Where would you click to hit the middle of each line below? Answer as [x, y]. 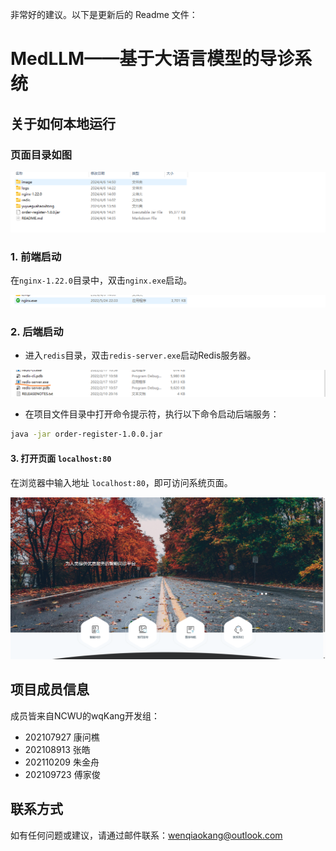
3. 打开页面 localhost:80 [61, 458]
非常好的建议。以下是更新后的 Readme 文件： [104, 14]
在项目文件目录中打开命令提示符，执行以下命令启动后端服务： [152, 414]
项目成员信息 [50, 689]
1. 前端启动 [36, 256]
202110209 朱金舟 [62, 762]
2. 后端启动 [37, 331]
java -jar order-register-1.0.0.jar [86, 434]
